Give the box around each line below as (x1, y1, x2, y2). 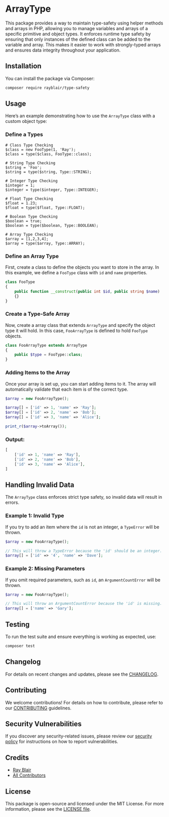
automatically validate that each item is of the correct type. (5, 386, 128, 392)
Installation (5, 62, 42, 70)
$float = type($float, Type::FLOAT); (5, 205, 85, 210)
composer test (5, 644, 36, 649)
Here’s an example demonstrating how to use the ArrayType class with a (5, 113, 155, 119)
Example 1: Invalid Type (5, 512, 64, 519)
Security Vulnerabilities (5, 720, 82, 728)
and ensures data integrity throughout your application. (5, 47, 121, 53)
